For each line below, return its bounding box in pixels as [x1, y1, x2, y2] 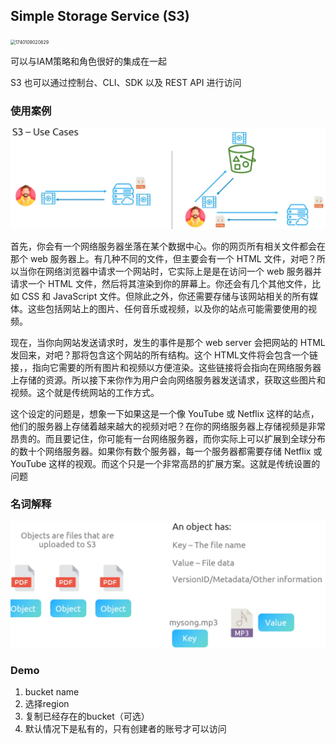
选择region [24, 698, 70, 710]
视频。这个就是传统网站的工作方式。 [10, 386, 160, 398]
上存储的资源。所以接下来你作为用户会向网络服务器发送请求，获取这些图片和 [10, 374, 326, 386]
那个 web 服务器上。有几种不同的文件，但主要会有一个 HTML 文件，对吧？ [10, 252, 317, 264]
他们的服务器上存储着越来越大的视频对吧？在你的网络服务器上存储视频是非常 [10, 420, 326, 432]
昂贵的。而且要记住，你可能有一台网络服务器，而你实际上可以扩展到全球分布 [10, 432, 326, 444]
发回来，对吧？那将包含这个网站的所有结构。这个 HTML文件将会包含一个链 [10, 349, 318, 361]
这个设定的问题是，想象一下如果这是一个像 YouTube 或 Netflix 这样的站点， [10, 407, 320, 419]
